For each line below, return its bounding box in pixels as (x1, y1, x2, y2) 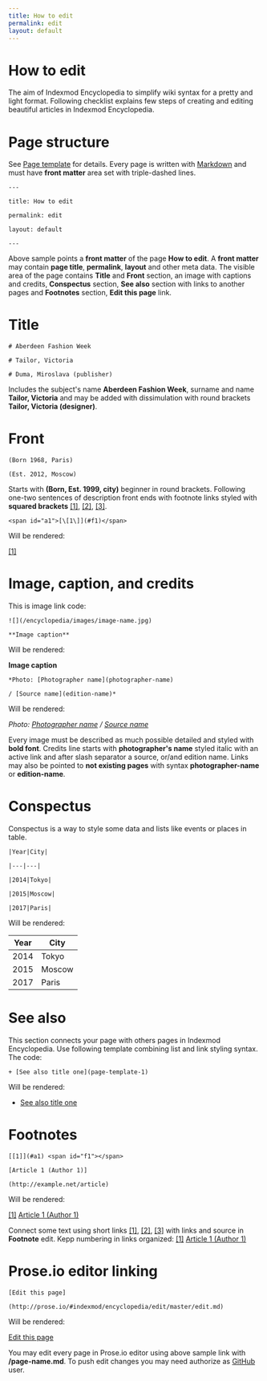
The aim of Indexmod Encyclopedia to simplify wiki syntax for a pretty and (8, 87, 253, 97)
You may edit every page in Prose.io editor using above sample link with (8, 1347, 246, 1357)
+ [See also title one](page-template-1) (8, 1068, 149, 1076)
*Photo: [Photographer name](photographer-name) (8, 676, 174, 684)
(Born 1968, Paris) (8, 457, 74, 465)
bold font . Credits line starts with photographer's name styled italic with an (8, 744, 259, 753)
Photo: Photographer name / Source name (8, 720, 149, 729)
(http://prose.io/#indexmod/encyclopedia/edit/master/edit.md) (8, 1302, 225, 1310)
